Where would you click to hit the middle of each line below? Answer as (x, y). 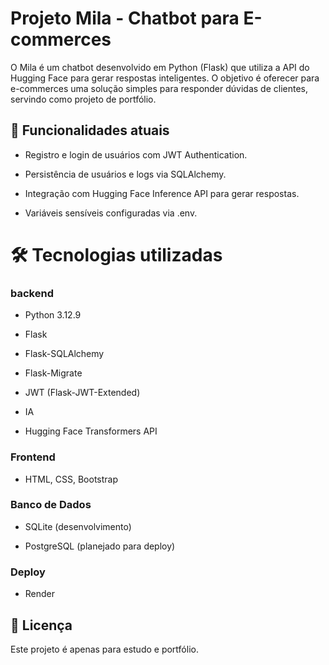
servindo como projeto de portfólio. (83, 99)
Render (40, 594)
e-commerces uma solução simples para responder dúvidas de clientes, (159, 88)
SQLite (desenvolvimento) (78, 526)
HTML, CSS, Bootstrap (71, 479)
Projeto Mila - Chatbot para (125, 18)
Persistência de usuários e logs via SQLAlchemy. (125, 174)
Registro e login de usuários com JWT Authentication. (136, 154)
